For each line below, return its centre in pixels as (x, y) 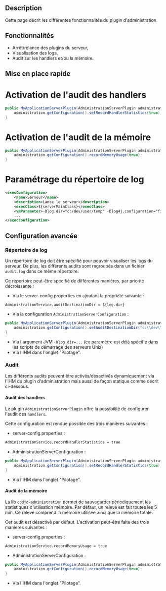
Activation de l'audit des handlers (76, 95)
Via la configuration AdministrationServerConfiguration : (70, 314)
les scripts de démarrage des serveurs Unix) (58, 347)
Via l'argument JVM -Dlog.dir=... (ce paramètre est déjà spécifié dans (85, 342)
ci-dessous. (17, 386)
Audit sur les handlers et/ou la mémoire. (53, 58)
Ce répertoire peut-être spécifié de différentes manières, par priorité (75, 281)
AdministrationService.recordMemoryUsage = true (56, 546)
